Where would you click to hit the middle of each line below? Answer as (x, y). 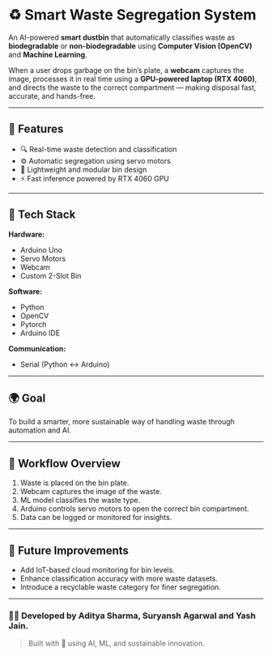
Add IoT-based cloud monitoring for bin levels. (98, 570)
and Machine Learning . (48, 54)
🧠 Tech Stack (42, 215)
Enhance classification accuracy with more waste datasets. (119, 578)
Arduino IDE (40, 333)
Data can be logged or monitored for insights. (96, 518)
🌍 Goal (27, 398)
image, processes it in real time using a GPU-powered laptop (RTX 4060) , (133, 79)
